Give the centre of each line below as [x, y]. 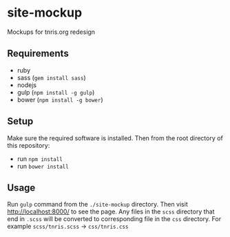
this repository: [29, 145]
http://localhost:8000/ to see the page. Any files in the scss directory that [111, 211]
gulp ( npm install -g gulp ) [56, 92]
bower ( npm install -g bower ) [60, 99]
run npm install [40, 159]
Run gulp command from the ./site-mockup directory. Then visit [97, 205]
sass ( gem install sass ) [51, 77]
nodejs [27, 85]
